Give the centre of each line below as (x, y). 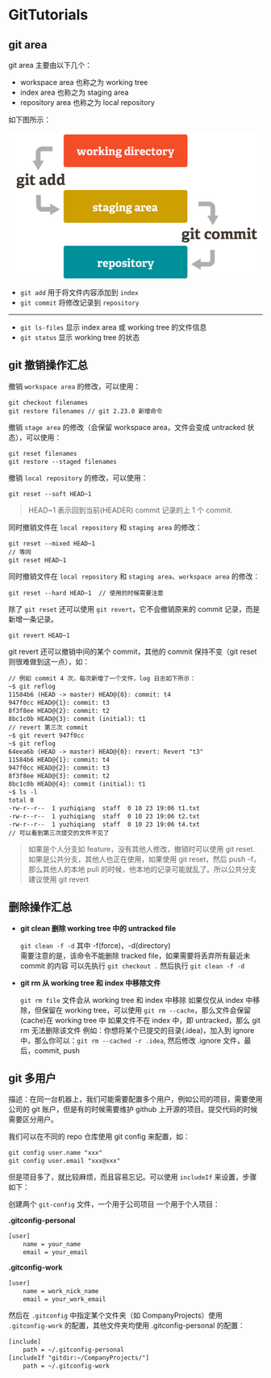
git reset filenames (43, 453)
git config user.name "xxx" (56, 1153)
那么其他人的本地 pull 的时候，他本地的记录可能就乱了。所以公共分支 (142, 869)
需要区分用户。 (33, 1119)
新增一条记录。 (33, 619)
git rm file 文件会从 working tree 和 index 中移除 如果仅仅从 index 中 (136, 1000)
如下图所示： (29, 120)
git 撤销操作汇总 (48, 365)
